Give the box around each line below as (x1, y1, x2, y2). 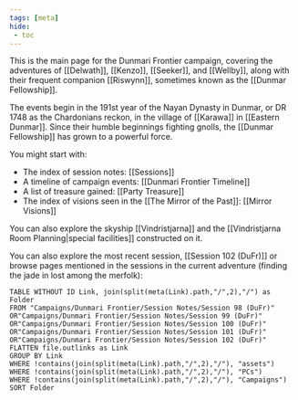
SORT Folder (9, 384, 55, 393)
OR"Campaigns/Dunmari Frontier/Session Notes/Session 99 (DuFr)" (9, 311, 262, 321)
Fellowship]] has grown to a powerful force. (9, 132, 173, 142)
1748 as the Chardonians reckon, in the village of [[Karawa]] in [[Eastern (9, 111, 280, 123)
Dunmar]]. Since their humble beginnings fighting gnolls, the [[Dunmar (9, 121, 274, 132)
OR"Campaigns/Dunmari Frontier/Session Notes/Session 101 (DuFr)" (9, 328, 267, 337)
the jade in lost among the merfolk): (9, 270, 143, 281)
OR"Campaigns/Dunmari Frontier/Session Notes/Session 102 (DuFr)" (9, 335, 267, 345)
